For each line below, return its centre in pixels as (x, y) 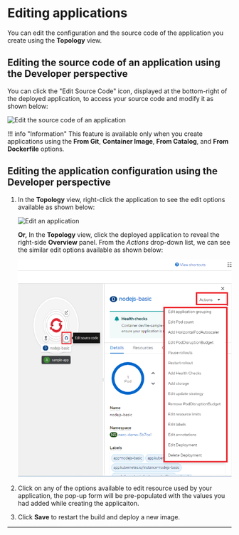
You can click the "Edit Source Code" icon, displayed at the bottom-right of (117, 91)
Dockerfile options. (36, 149)
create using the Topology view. (55, 40)
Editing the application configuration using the (113, 171)
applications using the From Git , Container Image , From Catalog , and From (118, 141)
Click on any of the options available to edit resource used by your (115, 488)
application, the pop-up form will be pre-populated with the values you (121, 495)
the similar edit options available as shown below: (90, 250)
